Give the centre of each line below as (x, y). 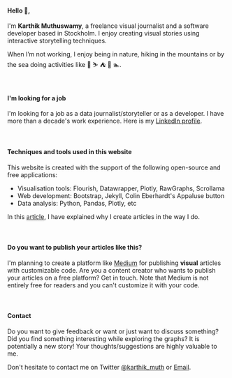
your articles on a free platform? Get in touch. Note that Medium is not (108, 278)
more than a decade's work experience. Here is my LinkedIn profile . (105, 121)
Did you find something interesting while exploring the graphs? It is (103, 339)
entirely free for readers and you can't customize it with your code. (104, 285)
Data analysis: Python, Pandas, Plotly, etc (77, 203)
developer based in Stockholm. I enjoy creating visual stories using (103, 33)
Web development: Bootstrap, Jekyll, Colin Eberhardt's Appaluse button (121, 195)
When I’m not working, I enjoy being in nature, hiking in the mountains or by (116, 54)
